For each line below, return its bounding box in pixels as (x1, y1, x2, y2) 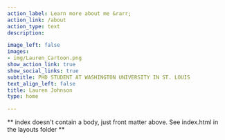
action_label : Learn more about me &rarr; (7, 10, 132, 17)
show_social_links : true (7, 67, 79, 74)
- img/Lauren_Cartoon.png (7, 54, 82, 62)
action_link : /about (7, 17, 67, 23)
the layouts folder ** (7, 126, 65, 134)
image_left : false (7, 42, 60, 49)
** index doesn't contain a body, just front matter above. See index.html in (7, 118, 219, 126)
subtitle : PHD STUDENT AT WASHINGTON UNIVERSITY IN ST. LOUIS (7, 74, 190, 81)
